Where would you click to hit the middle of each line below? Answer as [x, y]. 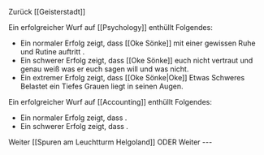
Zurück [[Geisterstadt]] [47, 12]
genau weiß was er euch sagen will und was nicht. [104, 69]
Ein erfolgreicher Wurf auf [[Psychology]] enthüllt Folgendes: [110, 27]
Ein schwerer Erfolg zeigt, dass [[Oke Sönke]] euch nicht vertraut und [136, 60]
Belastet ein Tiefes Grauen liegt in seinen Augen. [102, 86]
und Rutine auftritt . [52, 52]
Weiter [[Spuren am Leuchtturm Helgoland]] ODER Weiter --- [110, 142]
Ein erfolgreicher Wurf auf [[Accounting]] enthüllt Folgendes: [110, 102]
